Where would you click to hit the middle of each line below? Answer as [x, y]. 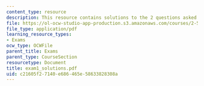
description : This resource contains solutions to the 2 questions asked [102, 18]
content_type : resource [36, 12]
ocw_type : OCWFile [29, 46]
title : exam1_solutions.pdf [42, 68]
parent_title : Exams [32, 51]
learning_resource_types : [39, 35]
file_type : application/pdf [42, 29]
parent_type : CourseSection [42, 57]
